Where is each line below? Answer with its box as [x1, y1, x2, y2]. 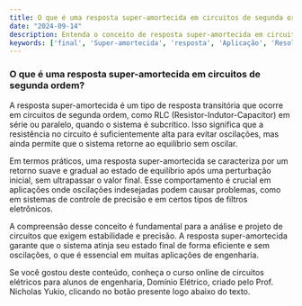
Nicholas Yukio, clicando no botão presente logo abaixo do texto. [9, 285, 251, 297]
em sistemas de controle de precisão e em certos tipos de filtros [9, 193, 248, 204]
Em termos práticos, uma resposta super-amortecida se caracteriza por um [9, 155, 289, 166]
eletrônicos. [9, 203, 54, 214]
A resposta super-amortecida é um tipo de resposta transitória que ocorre [9, 100, 284, 111]
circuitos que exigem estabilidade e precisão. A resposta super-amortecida [9, 230, 288, 241]
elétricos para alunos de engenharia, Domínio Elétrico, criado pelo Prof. [9, 276, 274, 287]
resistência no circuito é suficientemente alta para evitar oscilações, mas [9, 128, 280, 139]
